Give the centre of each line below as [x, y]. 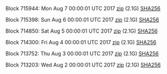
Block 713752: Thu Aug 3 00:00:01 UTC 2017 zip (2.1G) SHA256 [82, 54]
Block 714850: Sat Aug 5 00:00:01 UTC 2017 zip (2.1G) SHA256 [81, 31]
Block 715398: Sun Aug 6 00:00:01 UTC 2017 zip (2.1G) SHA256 [82, 20]
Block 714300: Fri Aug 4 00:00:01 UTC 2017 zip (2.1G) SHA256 [81, 42]
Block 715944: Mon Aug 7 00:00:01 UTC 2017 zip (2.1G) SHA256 [83, 8]
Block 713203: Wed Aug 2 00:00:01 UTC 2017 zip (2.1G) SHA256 [83, 65]
